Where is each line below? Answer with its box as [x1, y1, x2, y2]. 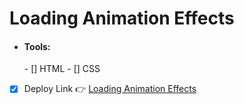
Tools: [23, 40, 51, 52]
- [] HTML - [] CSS [23, 63, 101, 75]
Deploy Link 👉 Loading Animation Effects [23, 83, 197, 95]
